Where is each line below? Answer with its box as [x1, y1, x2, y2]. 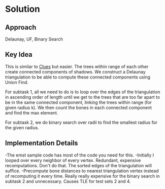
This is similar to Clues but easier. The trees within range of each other [5, 63, 149, 70]
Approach [5, 23, 36, 32]
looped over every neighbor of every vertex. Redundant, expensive [5, 157, 141, 163]
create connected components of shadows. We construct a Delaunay [5, 69, 146, 75]
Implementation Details [5, 139, 78, 148]
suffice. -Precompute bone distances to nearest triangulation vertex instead [5, 168, 159, 174]
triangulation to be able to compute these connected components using [5, 74, 151, 80]
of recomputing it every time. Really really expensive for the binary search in [5, 173, 160, 179]
